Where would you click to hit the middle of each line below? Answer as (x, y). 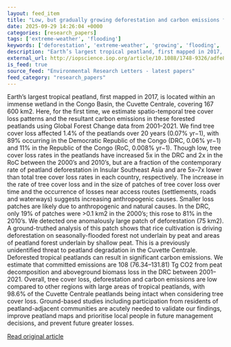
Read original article (35, 337)
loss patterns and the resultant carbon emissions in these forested (101, 119)
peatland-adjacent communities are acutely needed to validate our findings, (114, 309)
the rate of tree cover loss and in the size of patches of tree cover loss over (114, 184)
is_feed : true (27, 65)
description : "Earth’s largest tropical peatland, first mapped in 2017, (115, 52)
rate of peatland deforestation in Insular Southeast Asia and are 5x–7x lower (114, 170)
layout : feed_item (33, 13)
